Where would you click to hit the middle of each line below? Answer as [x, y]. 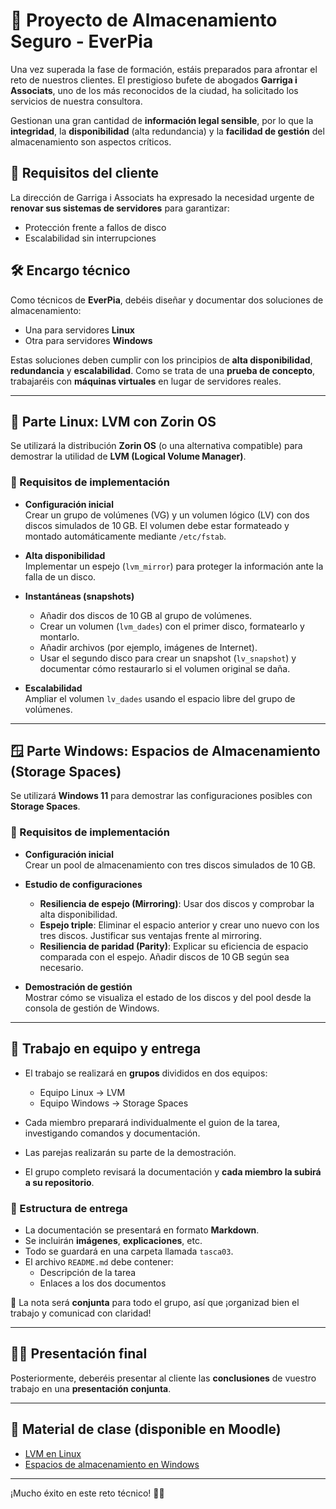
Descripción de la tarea [88, 1272]
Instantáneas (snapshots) [79, 596]
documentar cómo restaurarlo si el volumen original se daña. [165, 668]
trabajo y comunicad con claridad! [81, 1313]
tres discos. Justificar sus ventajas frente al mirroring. [150, 935]
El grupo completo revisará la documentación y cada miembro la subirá [173, 1171]
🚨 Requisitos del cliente [85, 173]
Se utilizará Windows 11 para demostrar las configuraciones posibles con [161, 796]
